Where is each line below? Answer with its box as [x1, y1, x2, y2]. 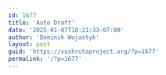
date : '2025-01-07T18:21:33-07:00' [8, 26, 125, 34]
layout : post [8, 41, 51, 48]
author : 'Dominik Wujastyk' [8, 33, 100, 41]
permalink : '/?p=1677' [8, 55, 82, 63]
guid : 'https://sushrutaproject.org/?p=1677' [8, 48, 159, 55]
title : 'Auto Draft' [8, 19, 76, 27]
